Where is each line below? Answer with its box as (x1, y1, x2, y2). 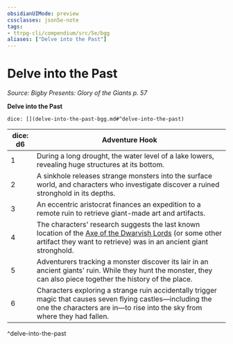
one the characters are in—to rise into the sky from (37, 303, 202, 313)
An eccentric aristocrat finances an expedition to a (37, 200, 201, 209)
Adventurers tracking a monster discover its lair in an (37, 257, 209, 267)
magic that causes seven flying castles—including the (37, 294, 212, 304)
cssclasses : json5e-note (7, 17, 79, 24)
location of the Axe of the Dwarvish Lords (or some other (37, 228, 223, 238)
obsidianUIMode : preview (7, 10, 79, 17)
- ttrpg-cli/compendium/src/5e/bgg (7, 29, 110, 37)
